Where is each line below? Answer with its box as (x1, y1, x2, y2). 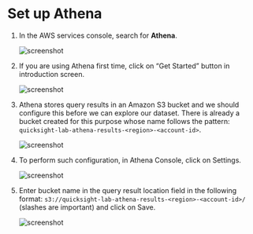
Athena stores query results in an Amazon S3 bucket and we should (18, 100, 240, 109)
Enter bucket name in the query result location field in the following (18, 185, 237, 195)
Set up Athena (7, 5, 102, 23)
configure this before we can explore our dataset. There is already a (18, 108, 240, 118)
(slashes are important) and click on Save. (18, 202, 156, 212)
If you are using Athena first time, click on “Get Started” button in (18, 60, 230, 71)
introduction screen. (18, 69, 84, 79)
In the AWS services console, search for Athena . (18, 31, 178, 40)
